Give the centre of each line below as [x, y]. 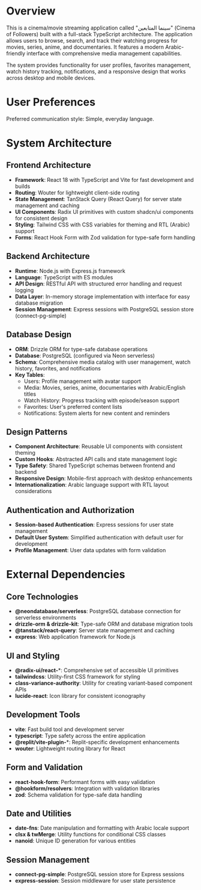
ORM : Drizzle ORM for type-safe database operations [81, 349]
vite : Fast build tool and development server [70, 729]
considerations [33, 491]
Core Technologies [43, 596]
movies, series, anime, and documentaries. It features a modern [85, 47]
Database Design [39, 335]
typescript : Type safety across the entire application [80, 735]
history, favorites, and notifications [58, 368]
